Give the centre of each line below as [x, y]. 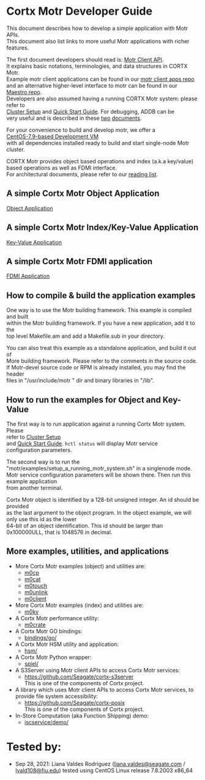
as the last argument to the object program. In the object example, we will [99, 513]
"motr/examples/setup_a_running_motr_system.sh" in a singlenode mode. [99, 468]
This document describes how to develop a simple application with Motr [97, 28]
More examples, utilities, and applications [88, 552]
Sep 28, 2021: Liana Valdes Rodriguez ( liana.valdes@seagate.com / [100, 763]
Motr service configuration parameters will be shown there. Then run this [99, 475]
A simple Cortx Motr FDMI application [80, 261]
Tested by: [34, 747]
